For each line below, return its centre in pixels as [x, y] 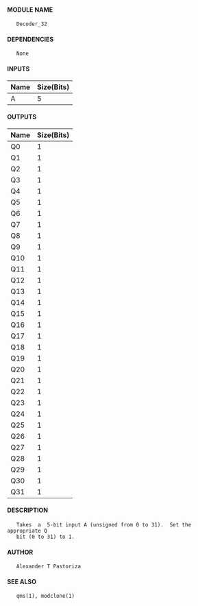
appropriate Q [27, 531]
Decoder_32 [32, 24]
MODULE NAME [30, 10]
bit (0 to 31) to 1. [46, 537]
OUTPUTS [22, 117]
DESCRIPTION [28, 510]
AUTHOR [20, 552]
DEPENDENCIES [30, 39]
